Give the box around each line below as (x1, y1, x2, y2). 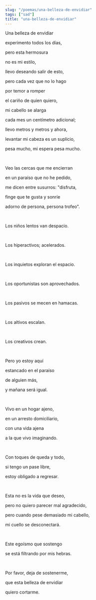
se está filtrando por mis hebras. (5, 551, 72, 557)
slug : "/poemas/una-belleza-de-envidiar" (5, 7, 93, 12)
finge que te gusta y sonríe (5, 194, 61, 200)
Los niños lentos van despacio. (5, 223, 69, 229)
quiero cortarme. (5, 589, 40, 595)
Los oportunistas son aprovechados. (5, 281, 81, 287)
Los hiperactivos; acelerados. (5, 242, 66, 248)
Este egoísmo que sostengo (5, 541, 62, 547)
